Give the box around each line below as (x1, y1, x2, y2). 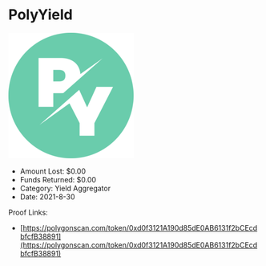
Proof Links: (8, 207, 48, 217)
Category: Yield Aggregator (19, 183, 111, 193)
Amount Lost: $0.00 (19, 166, 87, 176)
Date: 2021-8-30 (19, 191, 75, 202)
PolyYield (8, 6, 74, 24)
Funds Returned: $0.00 (19, 174, 97, 184)
